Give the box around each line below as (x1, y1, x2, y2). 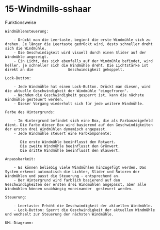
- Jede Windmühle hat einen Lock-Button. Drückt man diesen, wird (14, 84, 151, 89)
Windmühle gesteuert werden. (5, 97, 64, 102)
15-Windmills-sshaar (5, 3, 91, 15)
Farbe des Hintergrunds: (5, 109, 55, 115)
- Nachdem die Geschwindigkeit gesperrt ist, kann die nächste (14, 92, 144, 98)
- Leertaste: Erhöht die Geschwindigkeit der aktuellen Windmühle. (14, 203, 153, 208)
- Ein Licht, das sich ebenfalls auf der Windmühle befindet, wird (14, 58, 153, 64)
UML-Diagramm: (5, 220, 34, 225)
